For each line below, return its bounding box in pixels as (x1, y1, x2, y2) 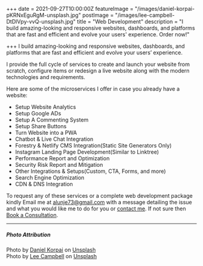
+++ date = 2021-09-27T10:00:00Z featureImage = (6, 5, 134, 12)
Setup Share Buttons (14, 123, 67, 129)
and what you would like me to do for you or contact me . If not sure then (6, 205, 186, 212)
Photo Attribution (6, 231, 51, 238)
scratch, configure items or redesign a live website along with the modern (6, 67, 190, 74)
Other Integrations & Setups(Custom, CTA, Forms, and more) (14, 167, 166, 175)
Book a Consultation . (6, 212, 59, 218)
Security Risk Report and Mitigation (14, 161, 103, 168)
